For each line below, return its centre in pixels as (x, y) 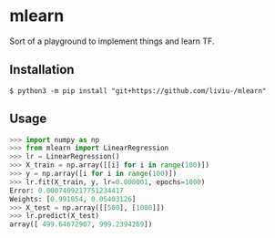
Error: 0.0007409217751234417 (67, 191)
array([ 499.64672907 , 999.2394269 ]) (81, 224)
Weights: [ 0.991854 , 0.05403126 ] (73, 199)
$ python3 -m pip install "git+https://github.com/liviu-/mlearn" (138, 91)
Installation (42, 70)
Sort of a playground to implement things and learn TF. (112, 41)
